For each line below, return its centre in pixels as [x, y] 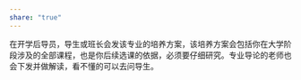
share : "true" [36, 17]
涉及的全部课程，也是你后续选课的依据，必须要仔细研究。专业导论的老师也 [154, 55]
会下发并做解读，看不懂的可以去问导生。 [84, 66]
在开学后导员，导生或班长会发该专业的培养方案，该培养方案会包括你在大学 [146, 44]
